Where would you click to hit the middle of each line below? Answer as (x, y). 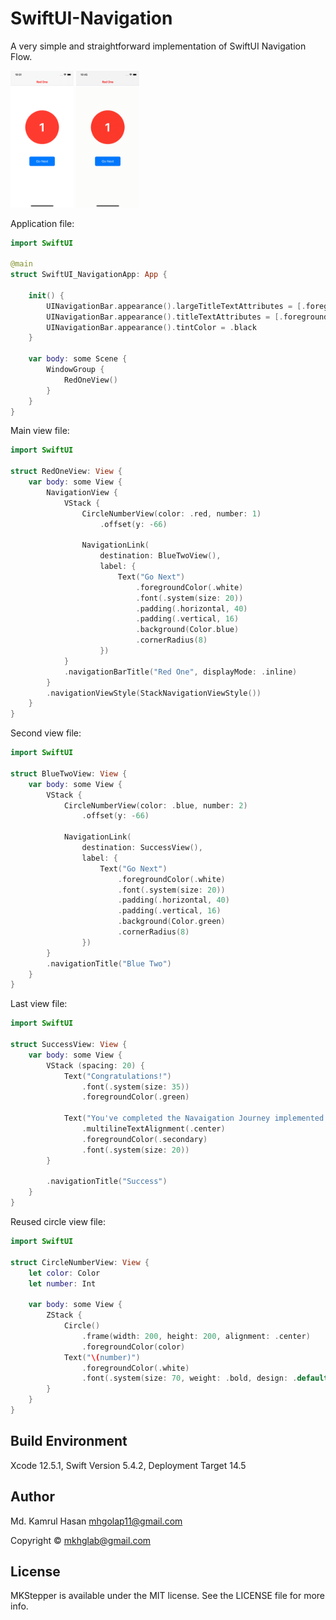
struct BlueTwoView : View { (69, 773)
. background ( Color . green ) (171, 922)
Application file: (42, 223)
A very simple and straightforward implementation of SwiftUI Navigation (158, 46)
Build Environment (69, 1441)
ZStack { (64, 1315)
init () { (46, 295)
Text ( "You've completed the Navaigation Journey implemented (194, 1118)
